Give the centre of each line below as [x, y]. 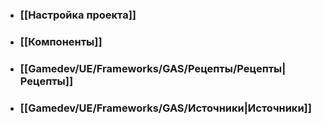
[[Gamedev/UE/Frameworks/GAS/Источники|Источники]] [165, 108]
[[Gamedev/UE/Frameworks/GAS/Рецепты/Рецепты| [153, 68]
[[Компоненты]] [61, 41]
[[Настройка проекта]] [78, 15]
